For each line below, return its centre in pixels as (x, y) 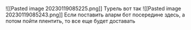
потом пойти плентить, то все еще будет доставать (70, 21)
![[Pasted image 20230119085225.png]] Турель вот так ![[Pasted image (93, 9)
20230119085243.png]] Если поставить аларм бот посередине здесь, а (96, 15)
